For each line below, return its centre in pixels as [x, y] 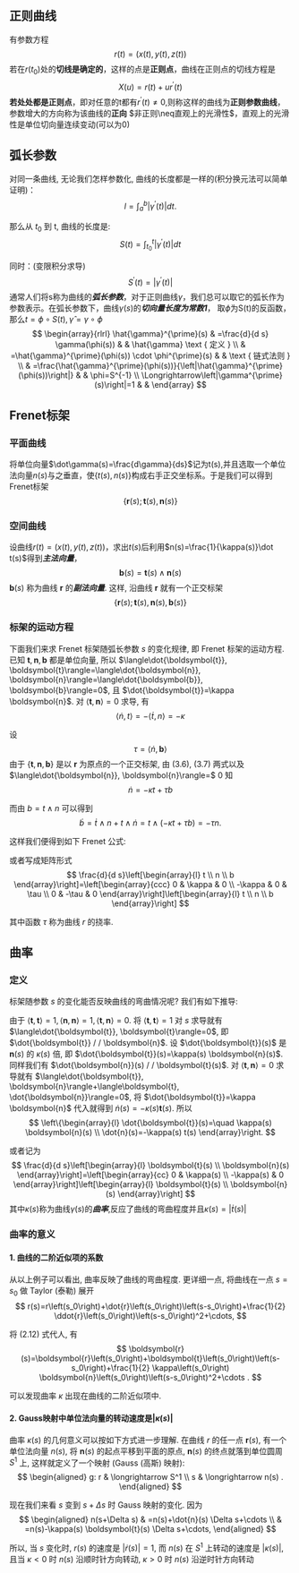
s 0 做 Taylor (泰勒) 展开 [52, 1291]
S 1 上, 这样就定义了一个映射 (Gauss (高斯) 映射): [97, 1462]
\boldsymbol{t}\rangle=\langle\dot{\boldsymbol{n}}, [105, 670]
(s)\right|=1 [115, 385]
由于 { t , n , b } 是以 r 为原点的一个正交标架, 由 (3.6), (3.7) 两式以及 [127, 764]
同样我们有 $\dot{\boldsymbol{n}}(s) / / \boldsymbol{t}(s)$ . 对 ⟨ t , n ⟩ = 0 [142, 1065]
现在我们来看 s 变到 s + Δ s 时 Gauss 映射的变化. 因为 [106, 1505]
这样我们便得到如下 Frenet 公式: [68, 841]
